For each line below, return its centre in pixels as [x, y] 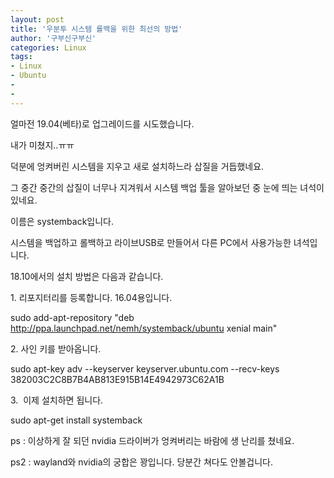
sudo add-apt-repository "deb [72, 317]
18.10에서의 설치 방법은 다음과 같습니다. [87, 276]
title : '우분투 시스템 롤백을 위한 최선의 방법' [96, 29]
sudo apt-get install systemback [76, 420]
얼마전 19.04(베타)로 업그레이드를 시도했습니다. [102, 123]
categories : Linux [48, 47]
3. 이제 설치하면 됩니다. [57, 400]
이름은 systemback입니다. [62, 221]
